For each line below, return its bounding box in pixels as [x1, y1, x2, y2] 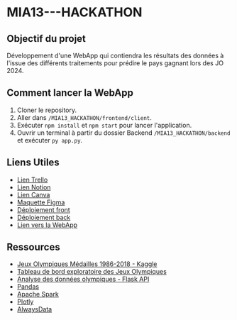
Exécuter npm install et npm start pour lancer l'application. [16, 121, 192, 129]
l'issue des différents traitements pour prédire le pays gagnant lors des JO [6, 59, 224, 67]
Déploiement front [16, 205, 70, 214]
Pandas [16, 282, 40, 291]
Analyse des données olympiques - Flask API [16, 275, 150, 284]
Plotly [16, 297, 34, 306]
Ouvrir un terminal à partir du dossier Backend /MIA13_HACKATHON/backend [16, 128, 231, 137]
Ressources [6, 241, 61, 253]
